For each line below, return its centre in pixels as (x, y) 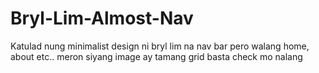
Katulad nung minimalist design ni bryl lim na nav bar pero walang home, (160, 46)
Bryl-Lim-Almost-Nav (102, 18)
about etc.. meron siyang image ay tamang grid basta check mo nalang (156, 56)
